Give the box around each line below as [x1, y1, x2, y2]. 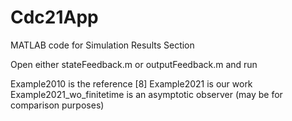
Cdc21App [10, 6, 99, 29]
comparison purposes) [10, 99, 105, 111]
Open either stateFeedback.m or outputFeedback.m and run [10, 58, 258, 70]
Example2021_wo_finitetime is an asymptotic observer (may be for [10, 88, 283, 100]
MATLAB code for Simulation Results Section [10, 39, 195, 51]
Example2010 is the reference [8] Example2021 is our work [10, 77, 253, 90]
